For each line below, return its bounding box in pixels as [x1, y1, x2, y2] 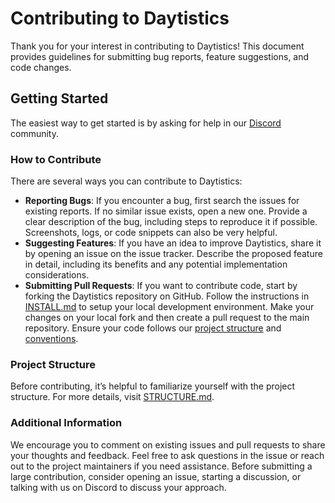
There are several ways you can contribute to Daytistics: [10, 175, 243, 187]
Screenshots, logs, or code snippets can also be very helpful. [24, 227, 278, 239]
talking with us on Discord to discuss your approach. [10, 481, 227, 493]
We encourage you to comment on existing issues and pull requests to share [10, 438, 326, 451]
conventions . [24, 333, 79, 345]
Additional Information [10, 416, 123, 430]
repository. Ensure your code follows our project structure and [24, 322, 282, 334]
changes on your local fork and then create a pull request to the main [24, 312, 310, 324]
